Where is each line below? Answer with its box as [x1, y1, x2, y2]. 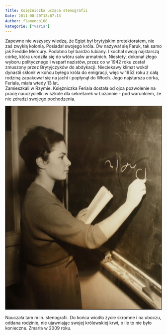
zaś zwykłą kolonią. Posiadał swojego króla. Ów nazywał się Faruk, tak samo [5, 43, 162, 49]
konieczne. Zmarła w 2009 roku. [5, 325, 72, 331]
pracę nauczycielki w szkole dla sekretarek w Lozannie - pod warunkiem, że [5, 91, 162, 97]
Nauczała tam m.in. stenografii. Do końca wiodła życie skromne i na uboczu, [5, 314, 162, 320]
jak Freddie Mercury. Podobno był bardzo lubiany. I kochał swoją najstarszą [5, 49, 160, 55]
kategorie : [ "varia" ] [5, 24, 50, 29]
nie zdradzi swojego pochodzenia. [5, 96, 76, 102]
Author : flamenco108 [5, 18, 48, 23]
